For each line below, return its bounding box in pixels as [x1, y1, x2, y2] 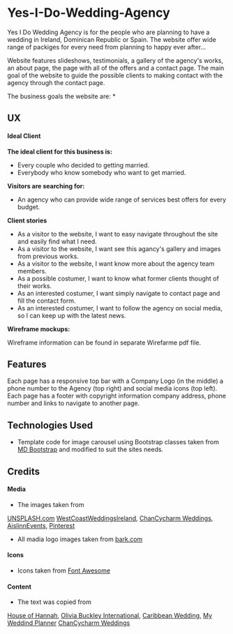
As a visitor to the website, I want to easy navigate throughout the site [17, 229, 218, 238]
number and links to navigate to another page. [7, 399, 140, 407]
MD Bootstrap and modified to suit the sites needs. [17, 445, 164, 454]
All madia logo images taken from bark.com [17, 535, 143, 543]
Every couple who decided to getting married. [17, 160, 150, 169]
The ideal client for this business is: [7, 147, 113, 156]
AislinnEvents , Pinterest [7, 521, 75, 529]
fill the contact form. [17, 296, 76, 305]
